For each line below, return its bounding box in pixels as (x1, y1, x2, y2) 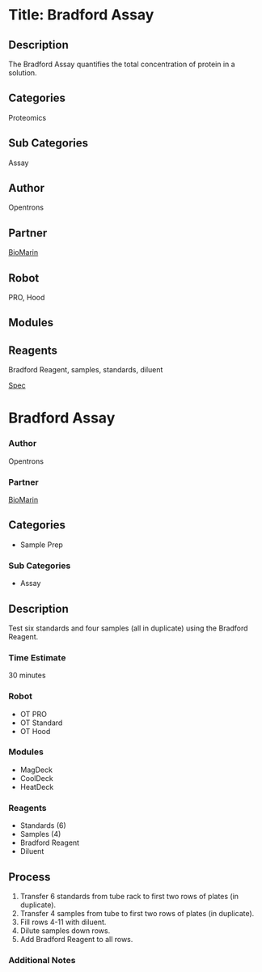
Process (8, 870, 51, 884)
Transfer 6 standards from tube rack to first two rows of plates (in (19, 891, 239, 901)
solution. (8, 68, 38, 78)
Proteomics (8, 112, 47, 122)
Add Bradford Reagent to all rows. (19, 934, 133, 944)
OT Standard (19, 718, 63, 728)
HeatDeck (19, 782, 54, 792)
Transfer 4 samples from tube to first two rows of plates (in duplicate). (19, 908, 255, 918)
